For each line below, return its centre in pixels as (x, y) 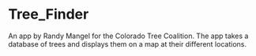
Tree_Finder (49, 14)
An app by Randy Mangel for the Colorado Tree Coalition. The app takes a (128, 36)
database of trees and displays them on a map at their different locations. (128, 44)
